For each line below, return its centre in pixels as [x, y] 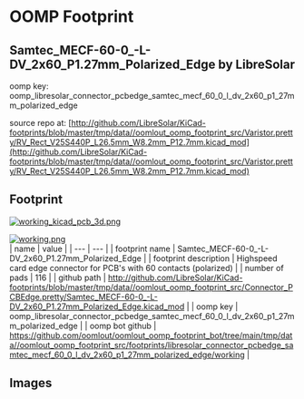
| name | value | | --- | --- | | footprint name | [93, 248]
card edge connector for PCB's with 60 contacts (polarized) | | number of [147, 268]
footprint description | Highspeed [216, 258]
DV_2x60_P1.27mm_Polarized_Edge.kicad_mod [97, 307]
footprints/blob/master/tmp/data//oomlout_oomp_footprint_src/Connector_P [151, 287]
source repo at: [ [40, 123]
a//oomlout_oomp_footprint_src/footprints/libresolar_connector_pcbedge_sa [152, 345]
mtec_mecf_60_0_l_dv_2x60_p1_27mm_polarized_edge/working [127, 355]
